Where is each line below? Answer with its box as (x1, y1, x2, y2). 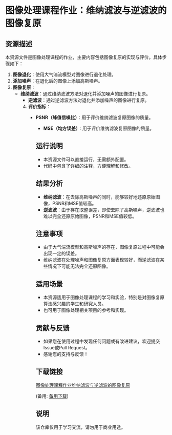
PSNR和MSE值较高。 (52, 200, 97, 206)
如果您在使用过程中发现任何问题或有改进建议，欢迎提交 (43, 338, 160, 344)
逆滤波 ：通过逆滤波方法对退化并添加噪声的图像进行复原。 (28, 97, 149, 103)
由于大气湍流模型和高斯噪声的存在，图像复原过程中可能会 (43, 244, 165, 250)
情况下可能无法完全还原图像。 (48, 263, 111, 269)
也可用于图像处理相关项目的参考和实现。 (43, 307, 129, 313)
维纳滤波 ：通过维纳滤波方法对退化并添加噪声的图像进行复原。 (20, 91, 151, 96)
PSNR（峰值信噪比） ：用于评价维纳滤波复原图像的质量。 (35, 114, 154, 121)
